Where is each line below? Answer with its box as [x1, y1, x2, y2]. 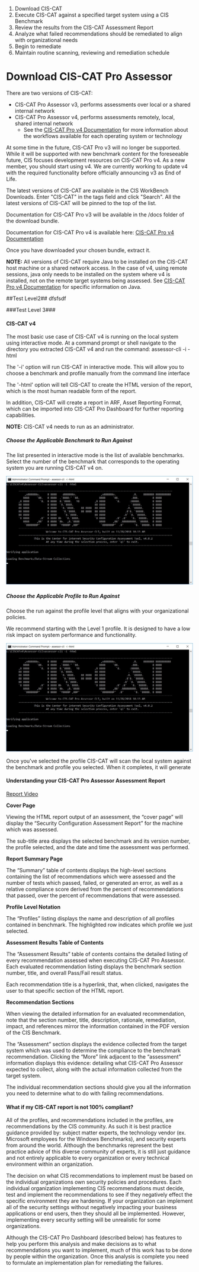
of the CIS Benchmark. [6, 1029, 62, 1036]
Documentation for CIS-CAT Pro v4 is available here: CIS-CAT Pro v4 [6, 228, 175, 236]
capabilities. [6, 412, 36, 419]
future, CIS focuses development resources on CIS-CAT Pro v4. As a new [6, 157, 185, 164]
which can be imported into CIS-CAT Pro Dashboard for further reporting [6, 406, 184, 413]
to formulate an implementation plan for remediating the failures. [6, 1260, 163, 1267]
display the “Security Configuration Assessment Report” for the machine [6, 820, 184, 827]
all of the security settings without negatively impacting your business [6, 1204, 177, 1211]
